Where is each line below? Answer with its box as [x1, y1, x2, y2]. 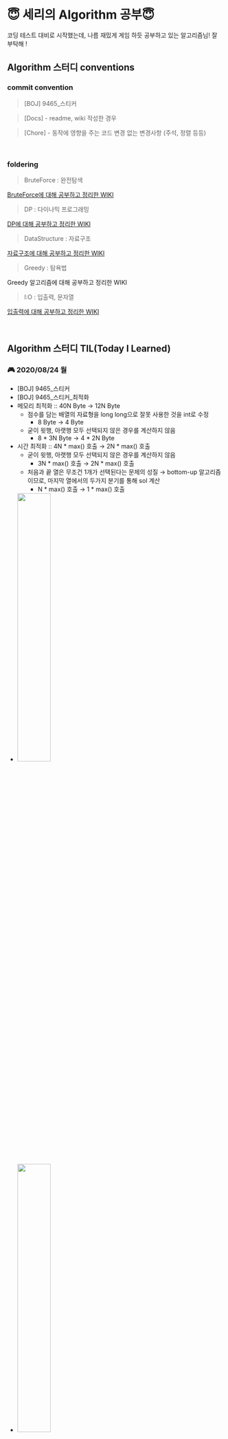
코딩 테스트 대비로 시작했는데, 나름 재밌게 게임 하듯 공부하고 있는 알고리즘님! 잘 [7, 31, 218, 39]
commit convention [7, 83, 73, 92]
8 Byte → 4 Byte [37, 418, 84, 426]
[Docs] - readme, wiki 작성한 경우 [23, 113, 117, 122]
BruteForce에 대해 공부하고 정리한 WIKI [7, 191, 114, 199]
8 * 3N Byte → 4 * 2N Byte [37, 433, 115, 442]
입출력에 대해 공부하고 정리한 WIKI [7, 307, 100, 316]
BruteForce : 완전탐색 [23, 175, 83, 184]
